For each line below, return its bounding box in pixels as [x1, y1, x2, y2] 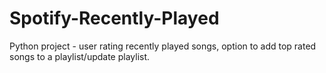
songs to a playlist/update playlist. [9, 50, 151, 62]
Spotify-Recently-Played [9, 7, 220, 30]
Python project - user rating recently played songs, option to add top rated [9, 40, 317, 52]
